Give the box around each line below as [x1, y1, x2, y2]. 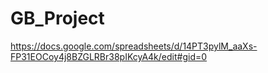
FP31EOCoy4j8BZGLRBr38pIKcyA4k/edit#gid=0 [10, 50, 208, 62]
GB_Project [10, 7, 105, 30]
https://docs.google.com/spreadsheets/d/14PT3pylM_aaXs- [10, 40, 258, 52]
